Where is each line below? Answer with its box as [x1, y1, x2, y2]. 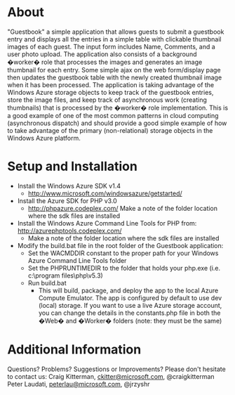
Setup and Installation [7, 159, 138, 174]
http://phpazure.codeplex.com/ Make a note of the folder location [27, 204, 218, 212]
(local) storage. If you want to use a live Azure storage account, [38, 301, 222, 309]
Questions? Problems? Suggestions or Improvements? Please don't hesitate [7, 365, 226, 373]
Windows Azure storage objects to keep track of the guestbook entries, [7, 88, 214, 96]
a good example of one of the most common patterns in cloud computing [7, 111, 219, 119]
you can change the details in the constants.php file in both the [38, 309, 221, 317]
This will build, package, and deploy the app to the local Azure [38, 286, 219, 294]
